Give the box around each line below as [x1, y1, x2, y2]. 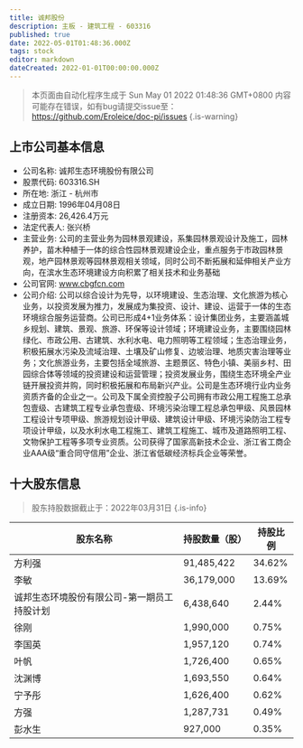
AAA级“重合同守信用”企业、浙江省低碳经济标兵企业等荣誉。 [30, 447, 252, 458]
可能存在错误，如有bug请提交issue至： [31, 100, 177, 111]
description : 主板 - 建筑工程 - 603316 [9, 22, 151, 31]
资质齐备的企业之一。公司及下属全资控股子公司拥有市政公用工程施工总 [22, 390, 284, 402]
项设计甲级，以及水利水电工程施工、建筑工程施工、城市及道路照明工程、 [22, 425, 291, 435]
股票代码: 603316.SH [22, 176, 100, 187]
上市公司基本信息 [9, 139, 105, 154]
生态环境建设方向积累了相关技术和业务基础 [61, 266, 221, 277]
